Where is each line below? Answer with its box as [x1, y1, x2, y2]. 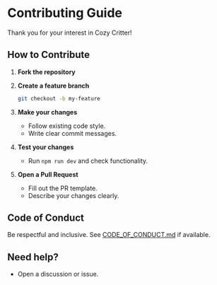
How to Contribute [7, 49, 90, 61]
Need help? [7, 251, 59, 263]
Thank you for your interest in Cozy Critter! [7, 28, 132, 37]
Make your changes [17, 107, 78, 116]
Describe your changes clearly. [28, 191, 119, 199]
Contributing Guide [7, 5, 122, 21]
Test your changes [17, 143, 74, 151]
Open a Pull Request [17, 170, 79, 178]
